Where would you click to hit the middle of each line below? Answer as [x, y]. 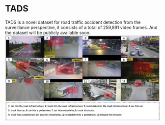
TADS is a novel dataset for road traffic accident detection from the [73, 22]
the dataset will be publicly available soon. [48, 32]
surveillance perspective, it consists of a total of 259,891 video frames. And [81, 27]
